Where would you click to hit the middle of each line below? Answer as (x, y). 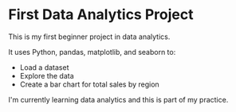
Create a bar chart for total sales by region (89, 84)
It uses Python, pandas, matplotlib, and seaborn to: (92, 52)
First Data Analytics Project (101, 15)
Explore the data (47, 75)
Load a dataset (44, 67)
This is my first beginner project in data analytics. (89, 37)
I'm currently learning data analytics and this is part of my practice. (118, 99)
